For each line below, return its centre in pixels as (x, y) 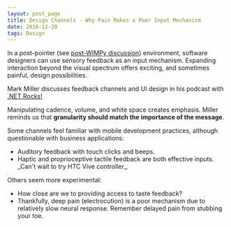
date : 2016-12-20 (32, 27)
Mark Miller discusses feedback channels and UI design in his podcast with (115, 89)
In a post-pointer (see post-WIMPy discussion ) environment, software (107, 53)
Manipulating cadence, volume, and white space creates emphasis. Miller (113, 110)
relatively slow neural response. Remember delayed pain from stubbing (120, 208)
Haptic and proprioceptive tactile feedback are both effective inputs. (115, 159)
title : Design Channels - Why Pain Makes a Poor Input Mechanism (104, 20)
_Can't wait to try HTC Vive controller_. (73, 167)
